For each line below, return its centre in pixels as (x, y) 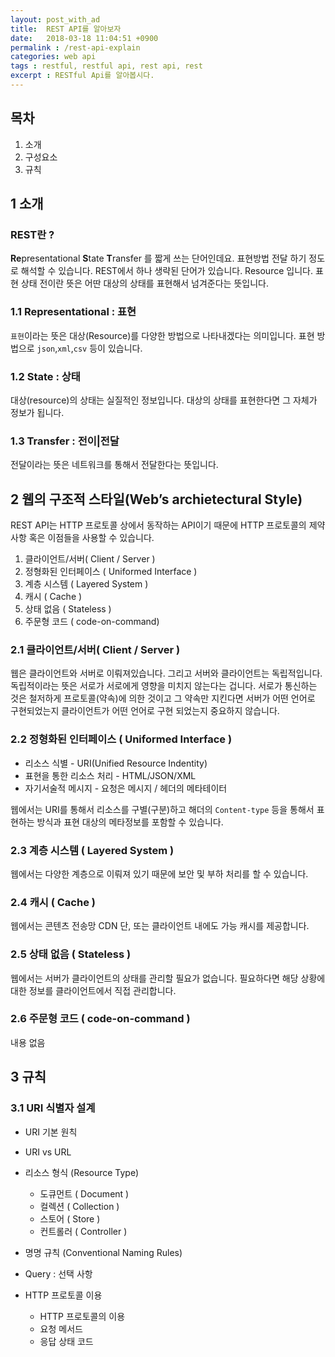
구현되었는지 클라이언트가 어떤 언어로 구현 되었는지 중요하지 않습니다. (145, 711)
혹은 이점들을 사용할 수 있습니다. (91, 538)
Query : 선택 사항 (58, 1273)
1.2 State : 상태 (45, 376)
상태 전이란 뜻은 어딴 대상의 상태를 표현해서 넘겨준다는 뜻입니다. (144, 283)
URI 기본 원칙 (51, 1132)
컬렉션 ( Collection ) (79, 1206)
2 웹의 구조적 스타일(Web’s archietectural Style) (156, 499)
